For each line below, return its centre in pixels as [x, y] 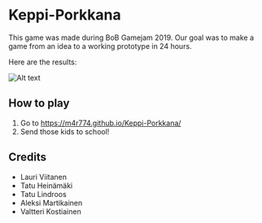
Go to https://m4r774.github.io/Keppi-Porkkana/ [100, 123]
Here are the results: [43, 62]
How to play [39, 103]
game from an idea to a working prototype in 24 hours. [100, 46]
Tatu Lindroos [43, 194]
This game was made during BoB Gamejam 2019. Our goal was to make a [131, 37]
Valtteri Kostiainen [50, 211]
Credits [28, 157]
